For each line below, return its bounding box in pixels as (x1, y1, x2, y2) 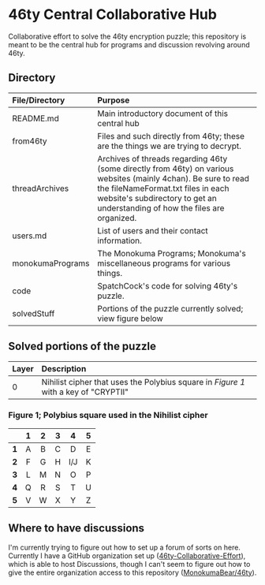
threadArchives (12, 183, 69, 194)
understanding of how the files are (97, 203, 225, 214)
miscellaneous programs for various (97, 258, 231, 269)
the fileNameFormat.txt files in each (97, 183, 230, 194)
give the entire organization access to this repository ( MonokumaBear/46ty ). (8, 568, 257, 577)
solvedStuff (12, 307, 55, 319)
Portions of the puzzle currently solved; (97, 303, 244, 314)
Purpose (97, 95, 130, 106)
